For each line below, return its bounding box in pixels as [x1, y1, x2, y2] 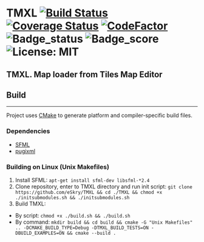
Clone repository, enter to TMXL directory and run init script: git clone [15, 183, 192, 190]
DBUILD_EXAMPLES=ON [15, 230, 65, 236]
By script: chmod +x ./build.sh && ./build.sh [15, 212, 131, 219]
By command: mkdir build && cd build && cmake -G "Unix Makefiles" [15, 218, 193, 226]
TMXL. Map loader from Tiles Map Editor [6, 69, 163, 79]
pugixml [15, 147, 35, 155]
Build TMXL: [15, 200, 46, 207]
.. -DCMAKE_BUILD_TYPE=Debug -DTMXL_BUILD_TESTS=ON [15, 224, 149, 231]
